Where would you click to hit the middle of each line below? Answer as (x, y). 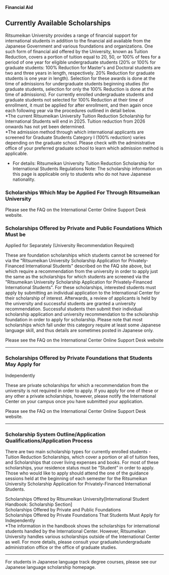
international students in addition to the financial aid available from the (78, 40)
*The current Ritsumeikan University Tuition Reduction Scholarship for (78, 116)
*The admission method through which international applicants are (75, 132)
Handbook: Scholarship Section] (39, 504)
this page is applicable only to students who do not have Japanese (82, 174)
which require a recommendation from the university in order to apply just (82, 271)
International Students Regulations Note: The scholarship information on (87, 168)
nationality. (24, 179)
